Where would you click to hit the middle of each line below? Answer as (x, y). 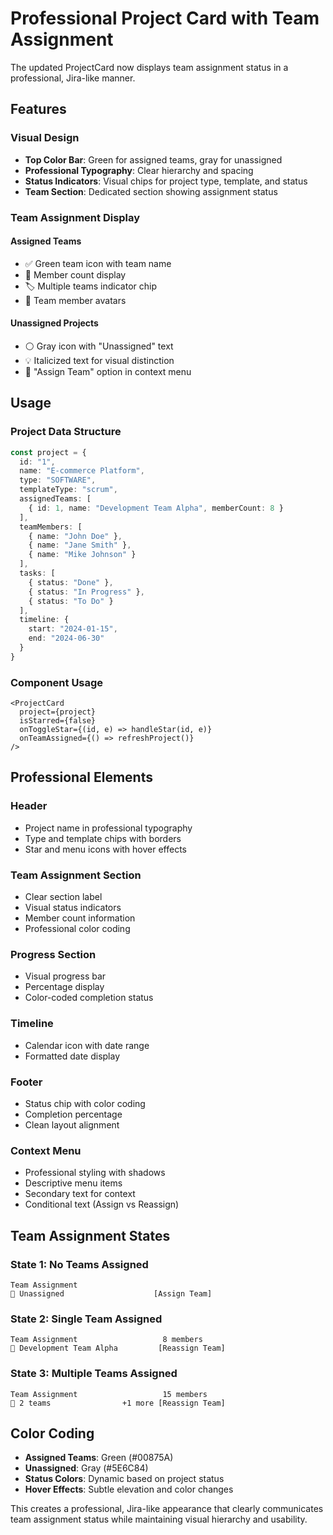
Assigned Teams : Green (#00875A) (99, 1458)
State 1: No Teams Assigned (79, 1264)
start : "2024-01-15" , (73, 629)
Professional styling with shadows (95, 1173)
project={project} (58, 712)
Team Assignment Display (75, 217)
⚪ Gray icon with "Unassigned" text (99, 346)
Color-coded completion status (89, 998)
